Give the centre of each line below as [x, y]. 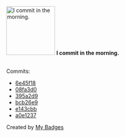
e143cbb [26, 109]
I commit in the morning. [88, 53]
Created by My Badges [35, 127]
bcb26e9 [26, 102]
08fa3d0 [26, 90]
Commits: [18, 71]
